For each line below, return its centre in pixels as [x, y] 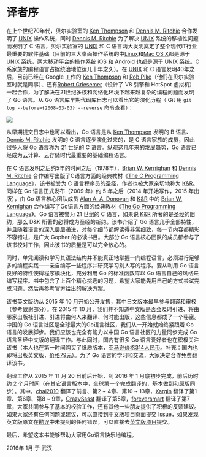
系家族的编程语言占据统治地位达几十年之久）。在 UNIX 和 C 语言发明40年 [98, 69]
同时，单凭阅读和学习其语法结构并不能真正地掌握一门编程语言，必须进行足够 [103, 258]
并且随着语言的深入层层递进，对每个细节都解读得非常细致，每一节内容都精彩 [103, 229]
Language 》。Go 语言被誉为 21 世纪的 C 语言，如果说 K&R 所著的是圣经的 [98, 214]
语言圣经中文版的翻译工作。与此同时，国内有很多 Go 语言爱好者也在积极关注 [103, 340]
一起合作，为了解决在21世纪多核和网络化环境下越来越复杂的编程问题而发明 [101, 92]
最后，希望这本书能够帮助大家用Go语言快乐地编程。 [72, 435]
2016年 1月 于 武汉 [29, 448]
